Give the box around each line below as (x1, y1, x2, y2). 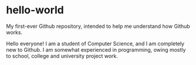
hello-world (6, 3, 65, 17)
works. (6, 28, 23, 35)
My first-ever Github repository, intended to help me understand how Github (6, 23, 191, 30)
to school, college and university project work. (6, 52, 119, 59)
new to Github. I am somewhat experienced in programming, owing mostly (6, 46, 186, 53)
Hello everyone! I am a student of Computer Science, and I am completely (6, 40, 185, 47)
